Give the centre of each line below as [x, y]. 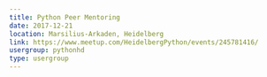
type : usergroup [39, 58]
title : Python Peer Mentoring [65, 17]
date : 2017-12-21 [41, 26]
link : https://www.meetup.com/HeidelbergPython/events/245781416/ [134, 42]
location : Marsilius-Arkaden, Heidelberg [87, 34]
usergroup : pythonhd [47, 50]
